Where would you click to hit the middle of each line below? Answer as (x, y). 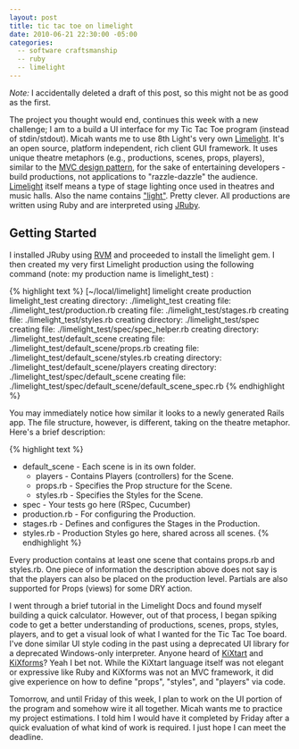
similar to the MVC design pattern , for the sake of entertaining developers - (147, 167)
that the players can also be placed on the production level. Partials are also (149, 578)
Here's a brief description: (57, 432)
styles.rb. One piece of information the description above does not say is (143, 569)
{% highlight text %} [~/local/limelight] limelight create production (130, 290)
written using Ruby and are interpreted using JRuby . (105, 205)
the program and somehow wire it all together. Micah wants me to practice (146, 708)
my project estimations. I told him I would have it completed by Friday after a (149, 718)
